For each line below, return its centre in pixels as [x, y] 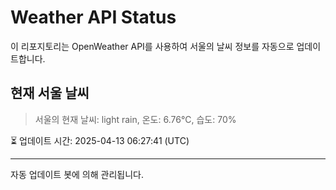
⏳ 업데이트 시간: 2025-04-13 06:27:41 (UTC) [100, 140]
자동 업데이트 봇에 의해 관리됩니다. [77, 174]
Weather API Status [93, 17]
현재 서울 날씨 [50, 93]
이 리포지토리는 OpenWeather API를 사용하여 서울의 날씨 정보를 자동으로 [152, 46]
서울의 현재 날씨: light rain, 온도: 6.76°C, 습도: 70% [135, 119]
